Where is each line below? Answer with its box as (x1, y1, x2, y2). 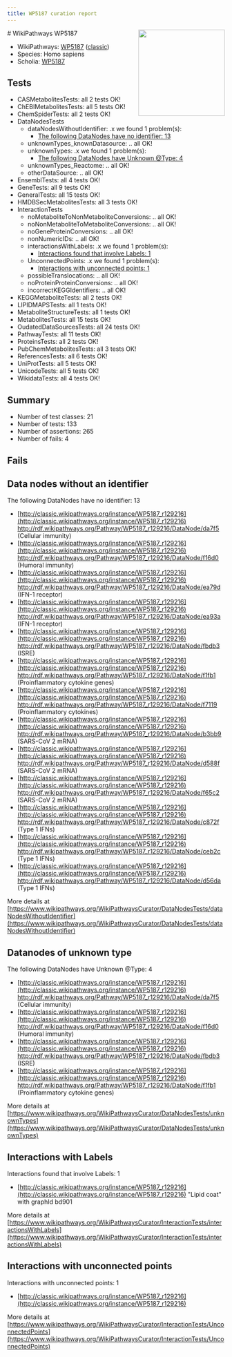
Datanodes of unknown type (7, 947, 133, 959)
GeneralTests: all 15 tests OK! (17, 191, 101, 199)
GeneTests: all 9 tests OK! (17, 184, 91, 192)
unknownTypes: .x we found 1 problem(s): (27, 146, 146, 155)
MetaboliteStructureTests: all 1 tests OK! (17, 308, 130, 316)
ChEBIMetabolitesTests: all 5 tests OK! (17, 103, 126, 111)
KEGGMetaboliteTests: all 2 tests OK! (17, 293, 122, 302)
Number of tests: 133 (17, 420, 77, 428)
